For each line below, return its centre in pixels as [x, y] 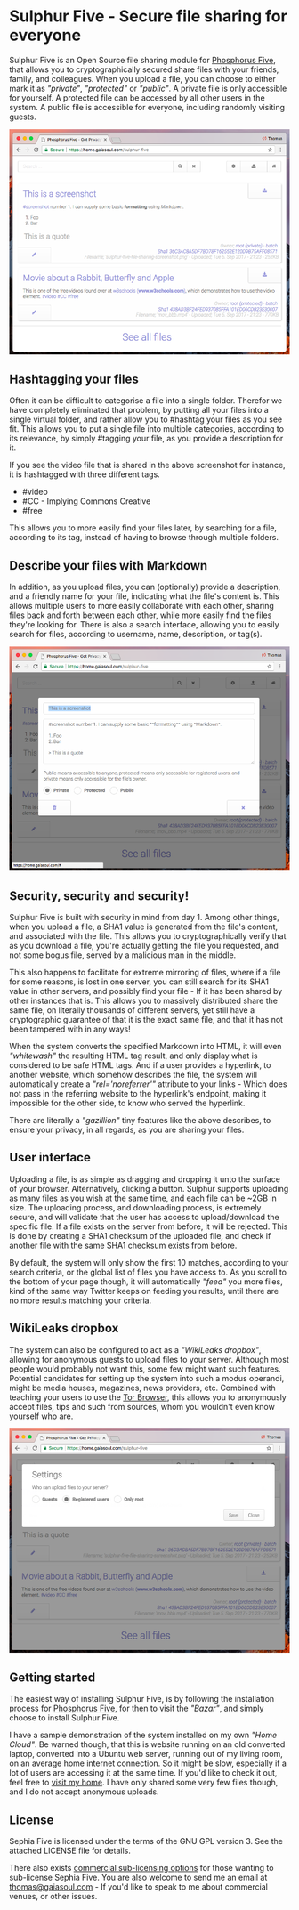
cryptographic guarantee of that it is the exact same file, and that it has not [146, 1020]
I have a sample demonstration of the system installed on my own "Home [143, 1735]
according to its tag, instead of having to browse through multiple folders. [144, 538]
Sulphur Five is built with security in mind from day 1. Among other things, [145, 918]
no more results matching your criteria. [81, 1300]
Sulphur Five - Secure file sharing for [148, 16]
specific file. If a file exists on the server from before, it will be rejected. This [149, 1226]
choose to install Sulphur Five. [65, 1718]
